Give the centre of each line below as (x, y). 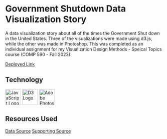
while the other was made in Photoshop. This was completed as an (74, 43)
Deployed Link (20, 64)
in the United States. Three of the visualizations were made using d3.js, (79, 38)
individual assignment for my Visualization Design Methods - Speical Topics (83, 49)
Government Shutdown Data (66, 9)
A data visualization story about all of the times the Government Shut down (82, 33)
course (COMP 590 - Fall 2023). (38, 54)
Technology (24, 80)
